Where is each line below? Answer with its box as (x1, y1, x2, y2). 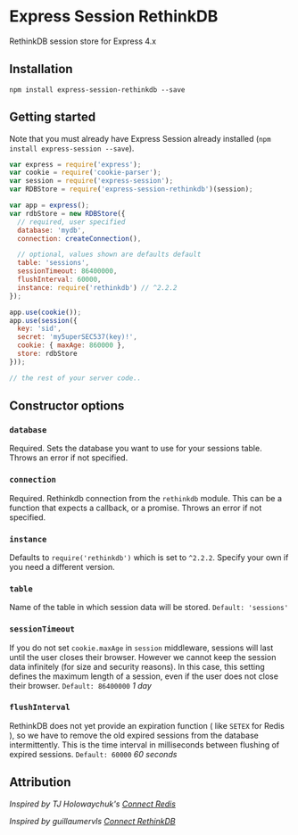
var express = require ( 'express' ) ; (9, 160, 142, 169)
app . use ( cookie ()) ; (9, 308, 82, 317)
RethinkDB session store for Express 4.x (9, 36, 157, 46)
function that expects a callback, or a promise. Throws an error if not (9, 502, 262, 513)
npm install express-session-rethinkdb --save (9, 85, 186, 95)
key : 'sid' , (17, 324, 62, 334)
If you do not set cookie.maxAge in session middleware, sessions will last (9, 642, 274, 653)
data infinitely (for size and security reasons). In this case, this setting (9, 661, 265, 672)
